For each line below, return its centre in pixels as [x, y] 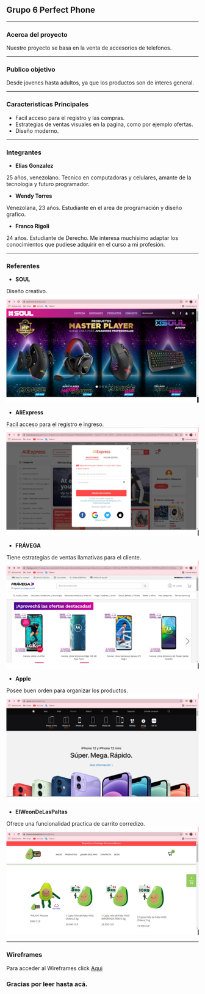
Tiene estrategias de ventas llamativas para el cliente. [74, 558]
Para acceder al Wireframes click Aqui [54, 968]
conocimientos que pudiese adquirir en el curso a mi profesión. [86, 245]
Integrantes [24, 152]
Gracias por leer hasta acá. [47, 984]
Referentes [23, 266]
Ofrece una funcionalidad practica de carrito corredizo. [76, 824]
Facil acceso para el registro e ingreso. [55, 424]
